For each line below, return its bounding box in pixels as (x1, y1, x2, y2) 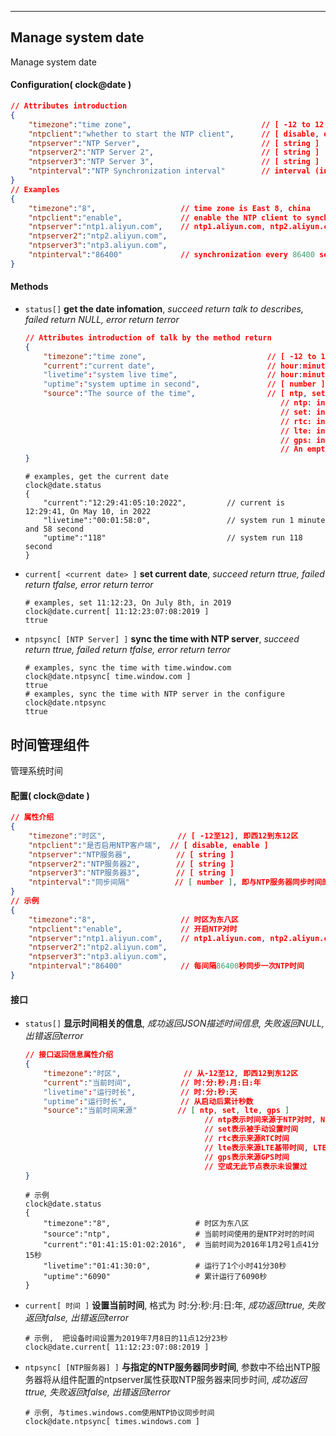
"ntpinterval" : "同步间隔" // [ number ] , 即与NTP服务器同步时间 (28, 877, 323, 888)
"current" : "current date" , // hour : (43, 361, 303, 371)
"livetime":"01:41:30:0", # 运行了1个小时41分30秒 (43, 1261, 287, 1271)
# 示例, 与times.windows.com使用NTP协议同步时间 (24, 1408, 215, 1418)
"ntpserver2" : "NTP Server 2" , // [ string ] (28, 147, 320, 158)
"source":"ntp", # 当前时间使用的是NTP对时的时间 (43, 1229, 315, 1240)
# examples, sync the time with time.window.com (24, 663, 232, 673)
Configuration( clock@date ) (10, 79, 132, 91)
